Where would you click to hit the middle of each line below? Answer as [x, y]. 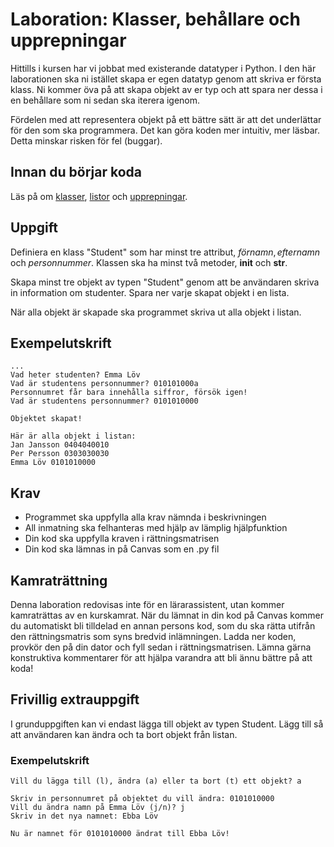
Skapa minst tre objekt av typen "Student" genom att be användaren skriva [165, 282]
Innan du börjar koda [76, 172]
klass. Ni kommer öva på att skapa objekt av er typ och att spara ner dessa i [166, 89]
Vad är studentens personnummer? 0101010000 [104, 401]
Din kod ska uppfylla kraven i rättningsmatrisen [122, 539]
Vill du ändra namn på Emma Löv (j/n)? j [98, 808]
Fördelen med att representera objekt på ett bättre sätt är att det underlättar [166, 119]
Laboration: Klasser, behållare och [155, 19]
